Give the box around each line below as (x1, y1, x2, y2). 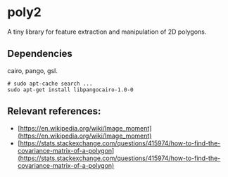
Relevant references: (7, 105, 101, 117)
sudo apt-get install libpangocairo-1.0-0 (7, 86, 134, 93)
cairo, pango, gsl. (7, 66, 58, 74)
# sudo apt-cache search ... (7, 80, 93, 87)
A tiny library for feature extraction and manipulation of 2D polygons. (7, 27, 207, 36)
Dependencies (7, 48, 72, 60)
